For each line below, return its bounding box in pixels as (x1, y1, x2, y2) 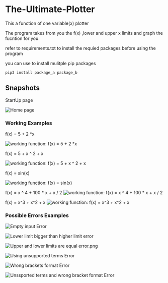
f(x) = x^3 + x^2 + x (5, 199, 46, 205)
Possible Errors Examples (5, 212, 69, 219)
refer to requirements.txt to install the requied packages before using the (5, 45, 156, 51)
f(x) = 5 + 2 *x (5, 131, 35, 137)
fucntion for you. (5, 35, 40, 41)
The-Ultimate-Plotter (5, 4, 95, 15)
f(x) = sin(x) (5, 170, 30, 176)
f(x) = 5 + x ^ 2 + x (5, 150, 44, 157)
